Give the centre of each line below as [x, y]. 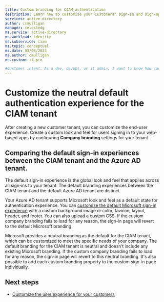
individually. [17, 267]
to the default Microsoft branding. [39, 226]
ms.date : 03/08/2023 [26, 50]
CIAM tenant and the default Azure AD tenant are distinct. [63, 190]
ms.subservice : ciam [26, 42]
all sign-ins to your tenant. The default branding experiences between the [79, 185]
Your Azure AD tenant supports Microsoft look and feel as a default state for [81, 200]
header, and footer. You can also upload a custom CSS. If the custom [74, 216]
